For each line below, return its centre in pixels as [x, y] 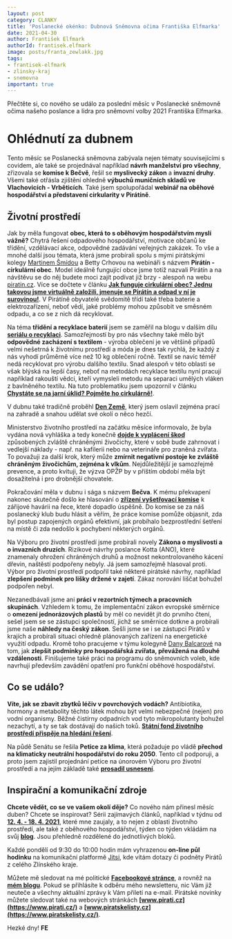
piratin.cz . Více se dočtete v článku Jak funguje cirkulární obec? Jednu [110, 284]
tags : [15, 59]
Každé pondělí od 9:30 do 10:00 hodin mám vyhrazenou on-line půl [104, 849]
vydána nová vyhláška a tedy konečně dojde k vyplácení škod [96, 435]
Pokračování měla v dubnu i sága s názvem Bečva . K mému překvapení [109, 492]
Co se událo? [36, 687]
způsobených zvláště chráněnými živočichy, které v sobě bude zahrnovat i [113, 442]
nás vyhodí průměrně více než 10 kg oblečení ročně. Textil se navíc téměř [112, 357]
